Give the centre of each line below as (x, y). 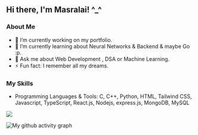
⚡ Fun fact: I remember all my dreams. (61, 66)
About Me (21, 27)
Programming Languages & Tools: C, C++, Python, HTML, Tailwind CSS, (103, 96)
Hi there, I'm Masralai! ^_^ (54, 10)
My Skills (20, 83)
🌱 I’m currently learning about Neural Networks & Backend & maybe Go (102, 46)
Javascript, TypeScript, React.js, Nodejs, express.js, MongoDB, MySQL (102, 102)
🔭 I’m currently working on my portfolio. (63, 40)
